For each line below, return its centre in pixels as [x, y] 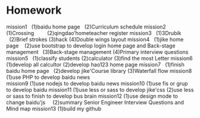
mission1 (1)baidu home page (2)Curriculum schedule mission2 [86, 27]
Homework [34, 10]
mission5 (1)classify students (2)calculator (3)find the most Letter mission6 [100, 58]
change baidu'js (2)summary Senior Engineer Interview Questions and [95, 102]
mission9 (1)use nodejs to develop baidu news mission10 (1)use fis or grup [97, 83]
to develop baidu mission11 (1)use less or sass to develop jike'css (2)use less [100, 90]
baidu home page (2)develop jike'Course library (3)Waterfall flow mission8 [99, 71]
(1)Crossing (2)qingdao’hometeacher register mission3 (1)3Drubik [94, 33]
